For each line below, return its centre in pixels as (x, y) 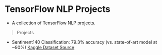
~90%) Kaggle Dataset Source (43, 47)
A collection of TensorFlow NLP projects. (54, 23)
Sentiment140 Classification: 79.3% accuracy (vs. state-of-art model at (84, 42)
